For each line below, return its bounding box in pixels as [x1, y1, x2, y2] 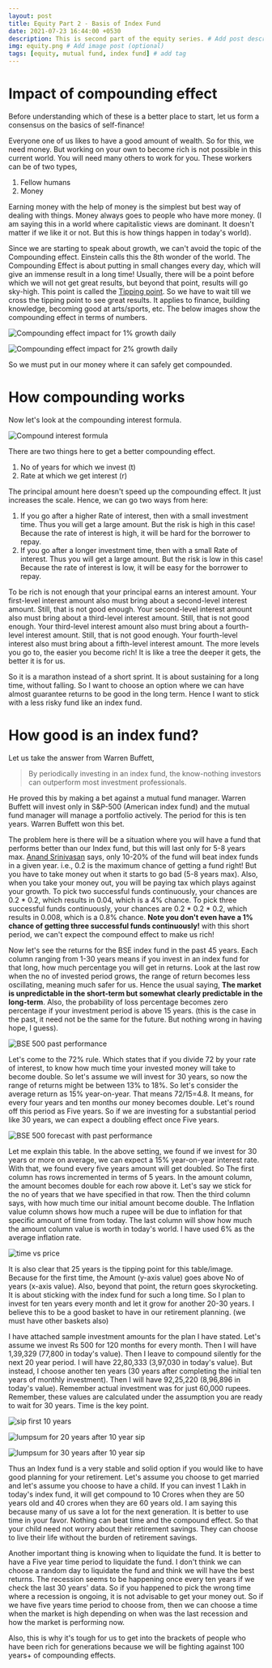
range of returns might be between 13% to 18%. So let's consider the [8, 1080, 239, 1090]
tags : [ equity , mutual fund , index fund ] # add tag [8, 50, 186, 58]
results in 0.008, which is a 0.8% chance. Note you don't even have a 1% [8, 912, 253, 922]
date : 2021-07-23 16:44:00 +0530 [8, 27, 121, 35]
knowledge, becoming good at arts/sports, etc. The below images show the [8, 304, 261, 313]
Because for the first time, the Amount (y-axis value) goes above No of [8, 1273, 244, 1282]
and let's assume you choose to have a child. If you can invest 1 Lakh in [8, 1480, 247, 1490]
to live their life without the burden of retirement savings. [8, 1532, 198, 1542]
